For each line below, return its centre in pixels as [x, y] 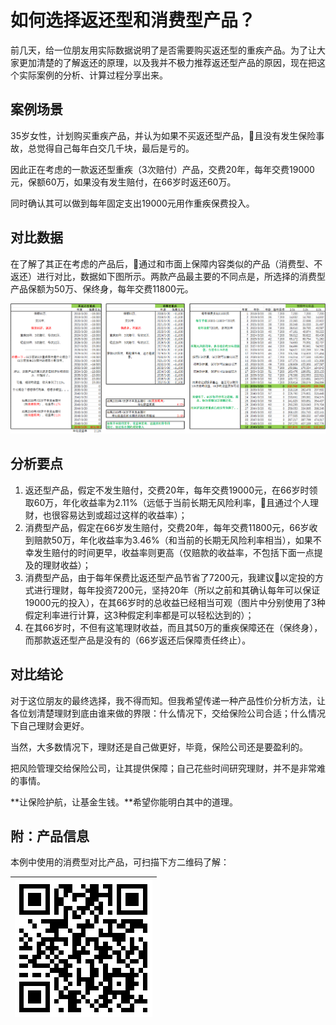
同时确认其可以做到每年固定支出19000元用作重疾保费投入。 [132, 203]
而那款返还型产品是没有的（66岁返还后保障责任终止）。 [138, 640]
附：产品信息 [50, 836]
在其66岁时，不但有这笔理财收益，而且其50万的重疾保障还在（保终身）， [173, 627]
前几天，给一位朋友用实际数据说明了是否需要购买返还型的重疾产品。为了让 [163, 50]
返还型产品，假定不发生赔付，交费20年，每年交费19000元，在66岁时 [167, 490]
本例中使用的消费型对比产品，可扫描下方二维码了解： [120, 862]
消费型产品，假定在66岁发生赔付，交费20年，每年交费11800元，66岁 [167, 527]
